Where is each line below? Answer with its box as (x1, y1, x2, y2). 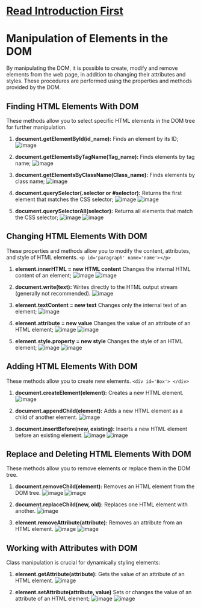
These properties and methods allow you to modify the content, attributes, (6, 247, 191, 254)
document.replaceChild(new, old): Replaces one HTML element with (14, 501, 188, 508)
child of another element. (14, 414, 78, 421)
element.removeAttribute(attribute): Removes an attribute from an (14, 519, 182, 526)
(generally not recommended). (14, 290, 91, 297)
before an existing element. (14, 432, 83, 439)
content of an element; (14, 271, 72, 279)
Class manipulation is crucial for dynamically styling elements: (6, 559, 161, 566)
